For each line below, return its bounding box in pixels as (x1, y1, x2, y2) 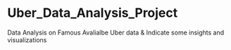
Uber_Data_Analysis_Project (7, 5, 178, 21)
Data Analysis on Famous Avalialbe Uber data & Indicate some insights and (7, 28, 225, 37)
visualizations (7, 35, 47, 44)
